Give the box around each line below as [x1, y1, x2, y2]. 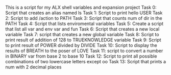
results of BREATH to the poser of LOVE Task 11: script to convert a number [5, 48, 163, 54]
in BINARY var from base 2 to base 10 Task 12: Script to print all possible [5, 53, 157, 59]
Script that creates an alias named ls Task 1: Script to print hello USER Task [5, 10, 163, 16]
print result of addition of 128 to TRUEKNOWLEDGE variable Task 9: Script [5, 37, 162, 43]
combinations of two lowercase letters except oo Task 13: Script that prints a [5, 59, 166, 64]
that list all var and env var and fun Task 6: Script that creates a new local [5, 26, 160, 32]
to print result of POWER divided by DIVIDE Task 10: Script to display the [5, 42, 157, 48]
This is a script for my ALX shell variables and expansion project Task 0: [5, 5, 157, 10]
